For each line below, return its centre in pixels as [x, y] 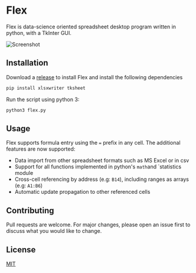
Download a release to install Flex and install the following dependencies [94, 77]
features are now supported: [41, 149]
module [24, 173]
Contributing [30, 210]
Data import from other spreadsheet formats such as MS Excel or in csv [102, 161]
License [21, 250]
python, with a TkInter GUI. [39, 32]
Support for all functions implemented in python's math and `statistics [98, 167]
